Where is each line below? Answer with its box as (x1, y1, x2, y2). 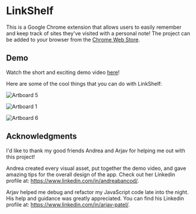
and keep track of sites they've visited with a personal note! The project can (6, 29, 190, 36)
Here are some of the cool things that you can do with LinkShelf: (6, 80, 162, 87)
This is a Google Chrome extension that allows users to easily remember (6, 24, 182, 31)
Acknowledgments (6, 131, 78, 142)
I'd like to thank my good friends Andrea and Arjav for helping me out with (6, 147, 185, 154)
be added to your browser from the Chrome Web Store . (6, 36, 140, 43)
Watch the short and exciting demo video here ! (6, 69, 119, 76)
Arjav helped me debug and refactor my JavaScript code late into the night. (6, 188, 189, 195)
